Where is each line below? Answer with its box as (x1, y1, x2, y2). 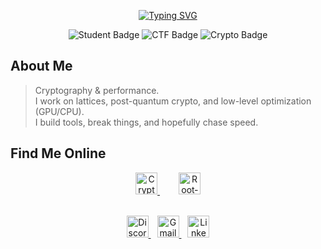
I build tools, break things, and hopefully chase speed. (34, 116, 259, 128)
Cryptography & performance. (34, 84, 160, 96)
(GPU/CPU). (34, 105, 85, 117)
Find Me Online (10, 145, 107, 162)
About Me (10, 58, 73, 75)
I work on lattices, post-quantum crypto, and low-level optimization (34, 95, 312, 107)
